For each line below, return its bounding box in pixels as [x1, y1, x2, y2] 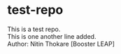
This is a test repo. [7, 25, 61, 33]
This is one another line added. [7, 32, 97, 40]
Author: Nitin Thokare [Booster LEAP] [7, 39, 115, 48]
